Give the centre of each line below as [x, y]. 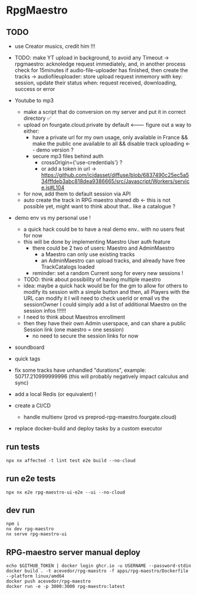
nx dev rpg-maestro [30, 529]
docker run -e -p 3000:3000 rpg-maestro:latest [66, 587]
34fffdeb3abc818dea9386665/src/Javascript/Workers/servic [115, 181]
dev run [21, 510]
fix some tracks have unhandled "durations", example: [80, 370]
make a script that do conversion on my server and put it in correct [104, 112]
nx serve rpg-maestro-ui [37, 534]
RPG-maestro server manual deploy [73, 552]
